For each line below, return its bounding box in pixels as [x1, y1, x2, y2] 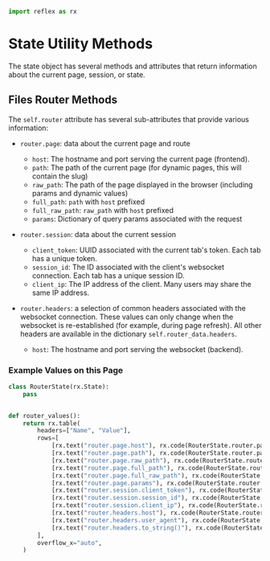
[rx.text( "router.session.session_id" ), [51, 494, 189, 502]
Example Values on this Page [8, 364, 124, 375]
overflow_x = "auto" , [37, 538, 103, 547]
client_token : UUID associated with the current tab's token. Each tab [31, 245, 261, 255]
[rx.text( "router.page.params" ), [51, 479, 163, 487]
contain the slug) [31, 171, 88, 181]
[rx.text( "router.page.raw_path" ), [51, 457, 171, 465]
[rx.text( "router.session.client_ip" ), [51, 502, 185, 510]
